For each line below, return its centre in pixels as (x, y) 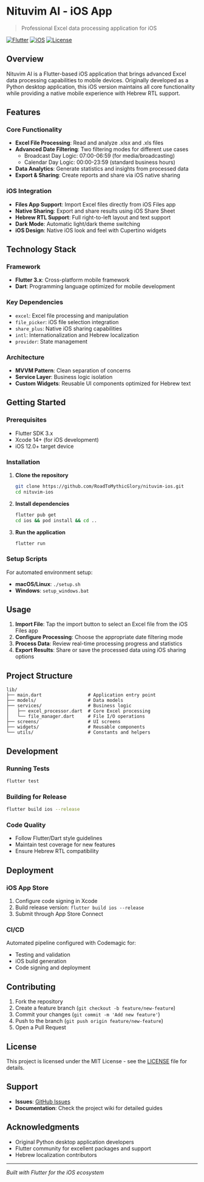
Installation (23, 462)
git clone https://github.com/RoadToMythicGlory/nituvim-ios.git (99, 486)
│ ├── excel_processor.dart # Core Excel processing (78, 711)
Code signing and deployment (53, 968)
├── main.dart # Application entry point (81, 695)
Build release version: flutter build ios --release (80, 908)
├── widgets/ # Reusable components (76, 727)
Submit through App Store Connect (59, 914)
